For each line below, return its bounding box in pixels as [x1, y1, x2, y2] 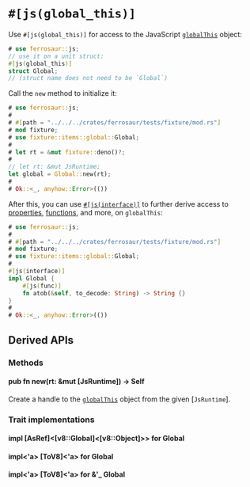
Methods [8, 357, 44, 368]
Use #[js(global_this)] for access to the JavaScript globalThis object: [8, 29, 243, 39]
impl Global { [8, 274, 55, 283]
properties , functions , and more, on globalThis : [8, 207, 164, 217]
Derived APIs [8, 333, 74, 347]
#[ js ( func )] [22, 282, 62, 290]
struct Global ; [8, 67, 59, 75]
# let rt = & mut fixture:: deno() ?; [8, 148, 126, 156]
